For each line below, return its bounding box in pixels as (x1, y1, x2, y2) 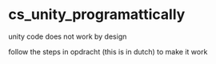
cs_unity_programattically (8, 6, 186, 24)
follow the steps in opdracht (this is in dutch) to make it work (8, 47, 208, 56)
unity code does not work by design (8, 32, 127, 41)
